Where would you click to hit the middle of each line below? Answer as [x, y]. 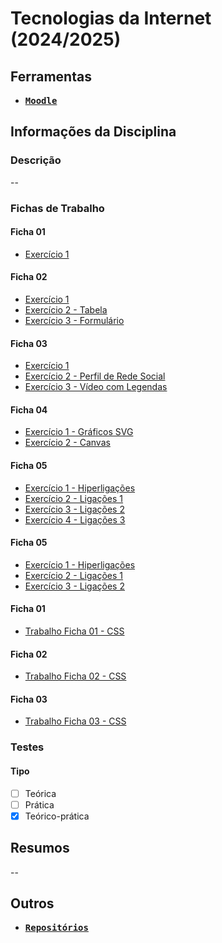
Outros [32, 903]
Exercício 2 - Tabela [66, 310]
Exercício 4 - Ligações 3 [75, 519]
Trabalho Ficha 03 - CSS [75, 721]
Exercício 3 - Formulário [74, 321]
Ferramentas [51, 76]
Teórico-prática [57, 816]
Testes [27, 747]
